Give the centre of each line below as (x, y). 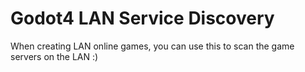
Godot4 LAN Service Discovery (142, 18)
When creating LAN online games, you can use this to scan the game (152, 46)
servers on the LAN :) (54, 56)
